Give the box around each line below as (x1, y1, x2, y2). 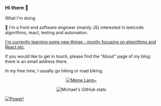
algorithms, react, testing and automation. (5, 30, 88, 36)
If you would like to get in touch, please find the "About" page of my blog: (5, 53, 151, 59)
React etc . (5, 44, 26, 50)
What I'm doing (5, 15, 35, 21)
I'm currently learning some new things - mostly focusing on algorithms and (5, 39, 156, 45)
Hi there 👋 (5, 4, 29, 11)
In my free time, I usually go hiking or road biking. (5, 68, 103, 74)
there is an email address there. (5, 59, 68, 65)
